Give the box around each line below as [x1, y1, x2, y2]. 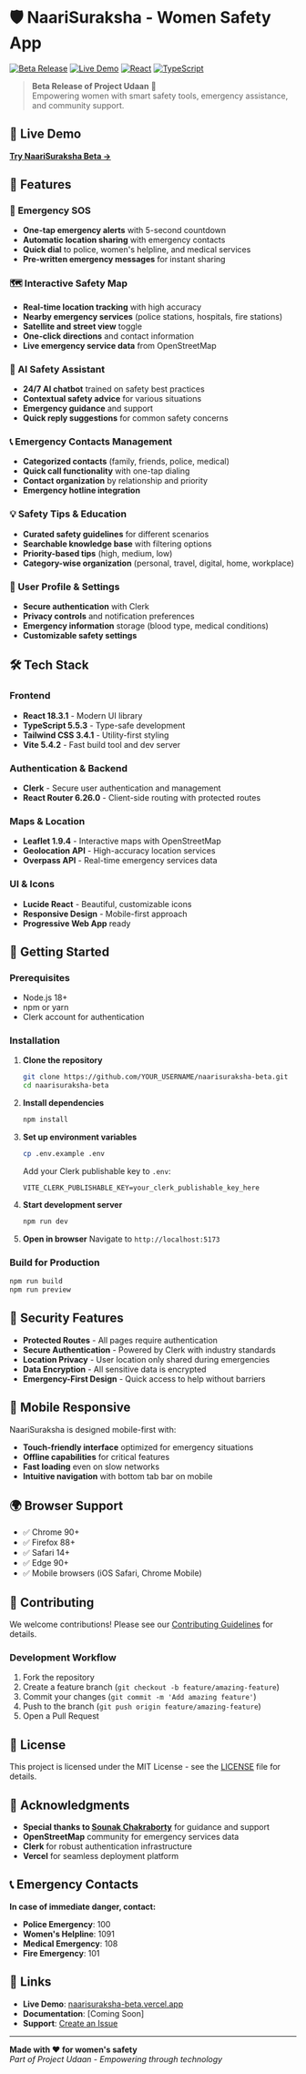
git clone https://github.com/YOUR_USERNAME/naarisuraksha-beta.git [22, 1072, 289, 1082]
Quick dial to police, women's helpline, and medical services [22, 244, 251, 255]
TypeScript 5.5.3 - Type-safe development [22, 720, 186, 730]
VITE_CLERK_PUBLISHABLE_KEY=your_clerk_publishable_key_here [22, 1183, 260, 1192]
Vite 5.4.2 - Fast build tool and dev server [22, 739, 180, 750]
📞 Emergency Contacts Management [9, 434, 173, 447]
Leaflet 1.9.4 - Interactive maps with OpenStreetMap [22, 835, 221, 847]
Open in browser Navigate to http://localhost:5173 [22, 1233, 220, 1244]
